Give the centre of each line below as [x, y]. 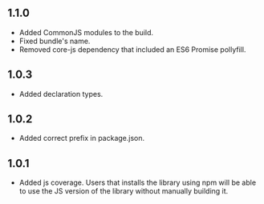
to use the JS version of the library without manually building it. [124, 191]
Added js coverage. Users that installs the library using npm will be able [138, 182]
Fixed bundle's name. [55, 41]
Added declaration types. [61, 94]
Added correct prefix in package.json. [82, 138]
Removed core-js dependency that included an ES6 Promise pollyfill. [132, 49]
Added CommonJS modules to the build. [86, 32]
